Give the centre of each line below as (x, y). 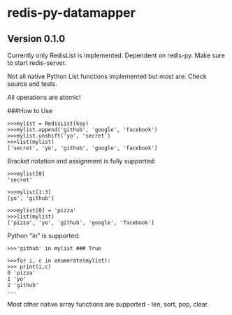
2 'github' (23, 285)
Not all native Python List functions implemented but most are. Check (107, 76)
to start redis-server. (37, 63)
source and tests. (32, 84)
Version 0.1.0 (36, 39)
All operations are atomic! (44, 97)
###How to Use (30, 111)
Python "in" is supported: (44, 236)
